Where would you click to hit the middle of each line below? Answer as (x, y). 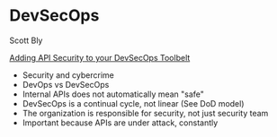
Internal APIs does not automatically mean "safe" (113, 94)
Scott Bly (26, 40)
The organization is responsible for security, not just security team (145, 113)
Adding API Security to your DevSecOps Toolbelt (100, 57)
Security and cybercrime (68, 75)
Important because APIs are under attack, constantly (120, 123)
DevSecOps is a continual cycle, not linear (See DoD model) (133, 103)
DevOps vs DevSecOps (66, 84)
